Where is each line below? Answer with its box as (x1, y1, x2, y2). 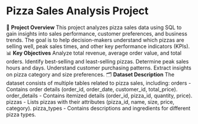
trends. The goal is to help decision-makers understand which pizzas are (6, 36, 185, 43)
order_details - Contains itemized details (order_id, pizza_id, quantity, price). (6, 92, 193, 99)
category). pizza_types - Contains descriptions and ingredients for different (6, 104, 191, 112)
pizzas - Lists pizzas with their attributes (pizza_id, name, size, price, (6, 98, 175, 105)
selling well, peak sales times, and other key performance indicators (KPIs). (6, 43, 190, 50)
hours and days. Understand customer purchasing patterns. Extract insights (6, 64, 191, 71)
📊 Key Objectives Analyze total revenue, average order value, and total (6, 49, 182, 56)
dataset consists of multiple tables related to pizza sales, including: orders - (6, 79, 191, 87)
